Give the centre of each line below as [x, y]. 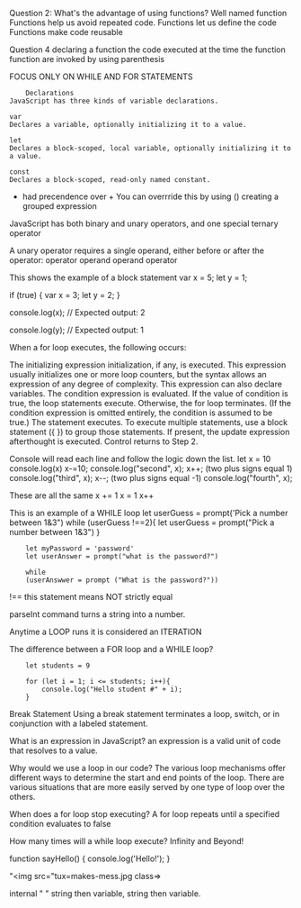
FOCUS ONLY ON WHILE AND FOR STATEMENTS [101, 77]
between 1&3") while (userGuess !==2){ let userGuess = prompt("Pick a [142, 522]
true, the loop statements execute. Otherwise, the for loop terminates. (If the [150, 403]
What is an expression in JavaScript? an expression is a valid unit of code [145, 741]
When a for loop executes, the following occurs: [98, 347]
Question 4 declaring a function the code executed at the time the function [147, 50]
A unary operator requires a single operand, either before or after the [137, 250]
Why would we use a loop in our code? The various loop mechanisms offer [147, 768]
